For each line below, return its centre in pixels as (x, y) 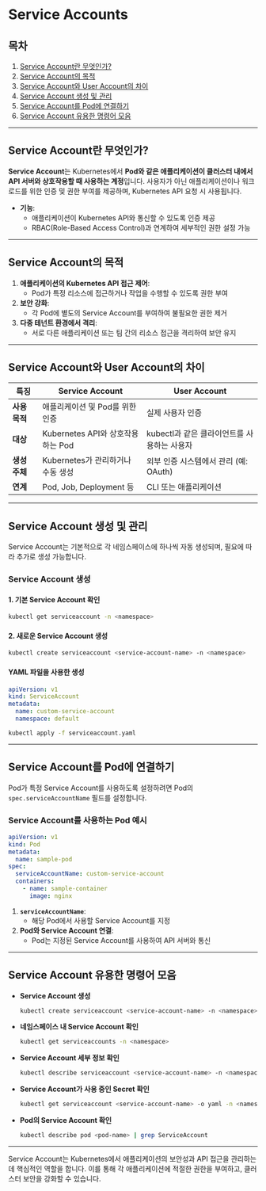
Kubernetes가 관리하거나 (87, 460)
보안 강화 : (34, 303)
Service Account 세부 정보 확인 (70, 1058)
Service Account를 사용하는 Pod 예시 (78, 820)
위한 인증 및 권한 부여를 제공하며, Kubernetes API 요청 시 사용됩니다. (135, 191)
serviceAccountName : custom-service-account (90, 874)
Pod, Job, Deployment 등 (88, 487)
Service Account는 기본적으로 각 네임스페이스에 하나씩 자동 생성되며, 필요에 (126, 547)
